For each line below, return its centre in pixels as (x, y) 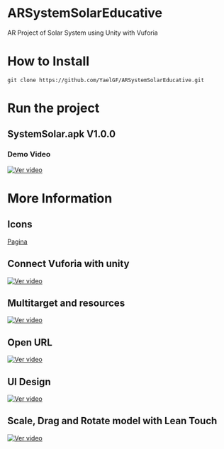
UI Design (29, 381)
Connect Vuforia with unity (68, 264)
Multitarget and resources (66, 303)
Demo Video (29, 154)
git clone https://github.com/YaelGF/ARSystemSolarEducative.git (106, 80)
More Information (60, 198)
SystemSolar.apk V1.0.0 (61, 134)
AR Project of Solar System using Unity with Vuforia (83, 33)
